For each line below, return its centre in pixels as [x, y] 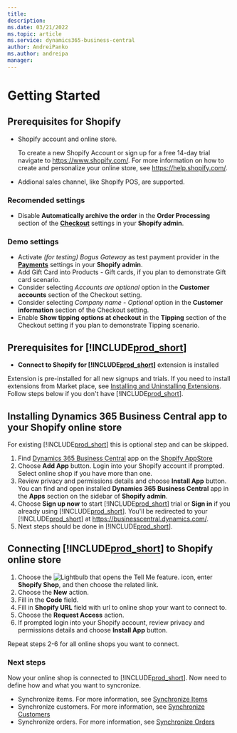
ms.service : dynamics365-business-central [71, 41]
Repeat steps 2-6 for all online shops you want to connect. [93, 644]
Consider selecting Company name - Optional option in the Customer [120, 303]
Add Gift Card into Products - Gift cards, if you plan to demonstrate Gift [122, 272]
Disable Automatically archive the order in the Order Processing [114, 216]
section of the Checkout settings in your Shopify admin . [101, 223]
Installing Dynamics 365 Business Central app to [117, 416]
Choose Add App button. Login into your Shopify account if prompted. [121, 466]
